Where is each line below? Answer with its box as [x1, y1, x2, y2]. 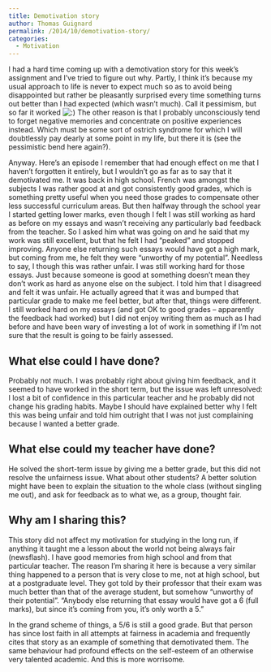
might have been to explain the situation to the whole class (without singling [8, 481, 262, 491]
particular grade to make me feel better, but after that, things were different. [8, 296, 262, 306]
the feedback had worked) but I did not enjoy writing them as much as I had [8, 314, 261, 323]
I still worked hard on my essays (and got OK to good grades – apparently [8, 305, 254, 314]
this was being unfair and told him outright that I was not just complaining [8, 410, 254, 419]
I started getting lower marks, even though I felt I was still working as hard [8, 210, 256, 219]
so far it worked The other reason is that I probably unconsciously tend [8, 107, 260, 118]
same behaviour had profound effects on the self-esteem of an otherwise [8, 645, 254, 655]
